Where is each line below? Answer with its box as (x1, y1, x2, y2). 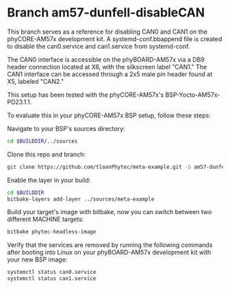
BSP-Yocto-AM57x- (165, 91, 220, 99)
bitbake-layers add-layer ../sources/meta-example (7, 196, 155, 203)
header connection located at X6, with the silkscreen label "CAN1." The (7, 62, 207, 71)
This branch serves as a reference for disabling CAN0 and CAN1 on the (7, 27, 207, 36)
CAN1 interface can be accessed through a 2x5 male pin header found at (7, 70, 213, 78)
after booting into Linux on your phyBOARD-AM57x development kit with (7, 248, 212, 257)
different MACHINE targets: (7, 215, 84, 224)
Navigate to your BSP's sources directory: (7, 124, 125, 132)
